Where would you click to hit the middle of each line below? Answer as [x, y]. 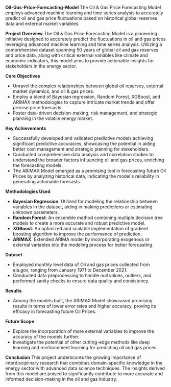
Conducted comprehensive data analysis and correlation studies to [83, 154]
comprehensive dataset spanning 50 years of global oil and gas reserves [82, 50]
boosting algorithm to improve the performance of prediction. [77, 234]
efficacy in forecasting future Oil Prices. [55, 311]
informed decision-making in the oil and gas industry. [61, 379]
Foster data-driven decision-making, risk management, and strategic [85, 113]
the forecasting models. [38, 165]
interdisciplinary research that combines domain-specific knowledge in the [84, 363]
